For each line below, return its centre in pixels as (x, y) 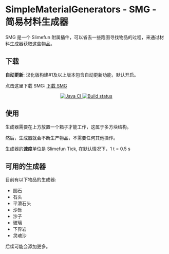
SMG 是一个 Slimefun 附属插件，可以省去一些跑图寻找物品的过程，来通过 (82, 37)
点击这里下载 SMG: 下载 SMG (36, 85)
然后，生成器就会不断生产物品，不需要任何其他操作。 (62, 138)
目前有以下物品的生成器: (31, 180)
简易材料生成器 (37, 22)
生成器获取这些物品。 (32, 43)
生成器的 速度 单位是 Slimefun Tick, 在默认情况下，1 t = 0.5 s (68, 149)
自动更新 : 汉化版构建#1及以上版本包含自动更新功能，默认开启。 (72, 75)
